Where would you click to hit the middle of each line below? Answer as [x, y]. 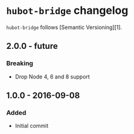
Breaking [20, 63]
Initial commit [32, 126]
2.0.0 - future [32, 46]
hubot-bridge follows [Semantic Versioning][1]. [64, 27]
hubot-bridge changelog [67, 11]
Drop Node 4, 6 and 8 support [53, 77]
